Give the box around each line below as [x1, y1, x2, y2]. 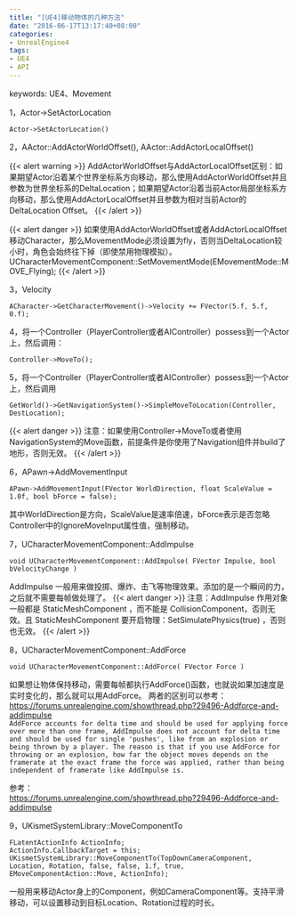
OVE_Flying [9, 265, 52, 276]
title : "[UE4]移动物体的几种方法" [9, 12, 125, 22]
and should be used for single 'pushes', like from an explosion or [9, 734, 269, 743]
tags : [9, 46, 29, 55]
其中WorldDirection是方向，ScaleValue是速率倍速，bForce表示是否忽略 [9, 508, 270, 519]
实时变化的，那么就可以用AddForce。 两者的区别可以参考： [9, 690, 227, 701]
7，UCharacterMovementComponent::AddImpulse [9, 539, 194, 549]
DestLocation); [9, 409, 66, 417]
